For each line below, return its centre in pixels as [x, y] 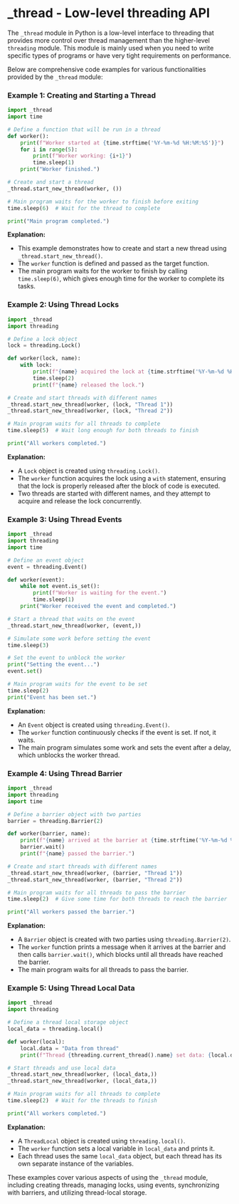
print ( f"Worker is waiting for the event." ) [100, 593]
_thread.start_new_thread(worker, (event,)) [74, 625]
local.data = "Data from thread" [70, 1048]
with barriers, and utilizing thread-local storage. [77, 1192]
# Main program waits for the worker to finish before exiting [103, 201]
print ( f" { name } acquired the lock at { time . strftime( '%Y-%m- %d [128, 372]
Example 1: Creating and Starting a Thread [82, 95]
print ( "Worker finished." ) [60, 169]
